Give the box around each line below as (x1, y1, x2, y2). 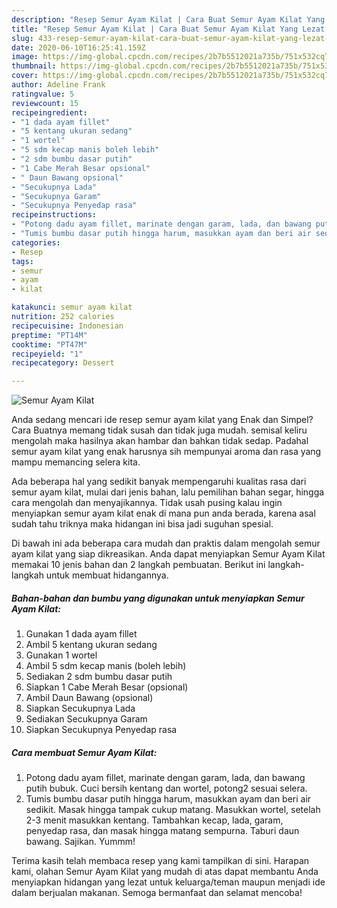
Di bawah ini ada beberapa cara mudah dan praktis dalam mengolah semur (11, 537, 321, 550)
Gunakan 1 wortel (25, 649, 98, 661)
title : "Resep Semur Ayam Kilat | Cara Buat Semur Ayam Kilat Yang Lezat (11, 24, 326, 34)
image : (11, 52, 39, 62)
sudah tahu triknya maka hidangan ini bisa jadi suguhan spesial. (11, 518, 274, 530)
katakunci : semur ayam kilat (11, 302, 133, 313)
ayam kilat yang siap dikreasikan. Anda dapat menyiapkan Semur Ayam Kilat (11, 548, 326, 560)
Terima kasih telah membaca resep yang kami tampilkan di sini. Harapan (11, 855, 310, 867)
